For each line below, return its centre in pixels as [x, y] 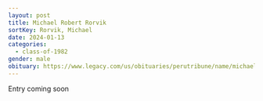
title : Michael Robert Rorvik [58, 23]
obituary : [24, 67]
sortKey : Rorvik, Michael [50, 30]
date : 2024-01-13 [36, 37]
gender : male [29, 60]
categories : [27, 45]
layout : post [29, 15]
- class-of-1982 [41, 52]
